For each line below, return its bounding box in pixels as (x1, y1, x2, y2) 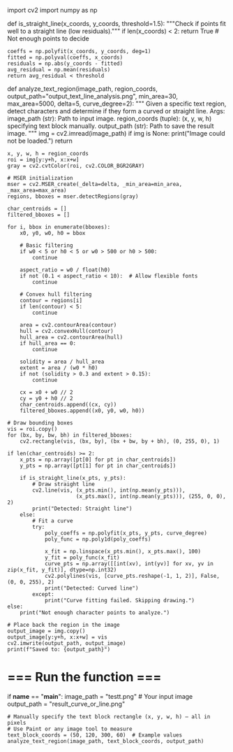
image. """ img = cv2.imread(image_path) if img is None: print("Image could (7, 129, 225, 137)
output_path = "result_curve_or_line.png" (7, 700, 126, 708)
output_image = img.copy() (7, 627, 86, 634)
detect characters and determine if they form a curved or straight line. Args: (7, 107, 225, 115)
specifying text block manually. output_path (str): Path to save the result (7, 122, 214, 130)
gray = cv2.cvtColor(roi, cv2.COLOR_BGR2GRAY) (7, 162, 145, 169)
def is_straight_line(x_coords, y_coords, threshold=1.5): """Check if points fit (7, 20, 226, 27)
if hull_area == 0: (20, 340, 77, 347)
